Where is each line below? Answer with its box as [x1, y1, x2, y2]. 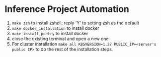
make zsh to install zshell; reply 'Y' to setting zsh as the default [11, 20, 140, 26]
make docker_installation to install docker [11, 25, 100, 31]
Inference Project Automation [4, 3, 130, 15]
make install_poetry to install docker [11, 30, 88, 36]
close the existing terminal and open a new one [11, 36, 109, 42]
